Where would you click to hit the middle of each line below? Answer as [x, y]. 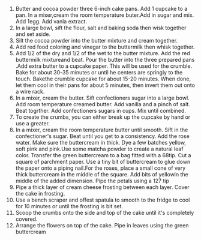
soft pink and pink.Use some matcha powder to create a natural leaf [99, 149]
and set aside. [33, 34]
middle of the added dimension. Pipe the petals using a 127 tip [92, 181]
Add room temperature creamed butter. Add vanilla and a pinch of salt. [103, 104]
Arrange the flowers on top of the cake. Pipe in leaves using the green [102, 225]
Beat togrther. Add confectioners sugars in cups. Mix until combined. [101, 111]
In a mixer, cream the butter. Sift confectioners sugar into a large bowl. [102, 98]
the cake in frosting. [40, 193]
